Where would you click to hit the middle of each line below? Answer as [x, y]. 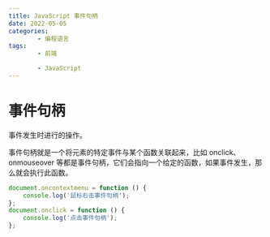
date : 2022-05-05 [38, 24]
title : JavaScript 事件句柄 [54, 16]
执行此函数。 [51, 172]
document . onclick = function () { [67, 211]
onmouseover [32, 162]
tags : [17, 46]
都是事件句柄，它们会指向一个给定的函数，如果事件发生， [159, 162]
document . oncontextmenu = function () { [78, 187]
